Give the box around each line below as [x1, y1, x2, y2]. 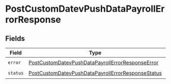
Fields [5, 34, 25, 43]
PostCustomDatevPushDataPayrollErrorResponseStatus [28, 69, 162, 76]
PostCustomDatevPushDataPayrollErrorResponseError [28, 59, 159, 66]
